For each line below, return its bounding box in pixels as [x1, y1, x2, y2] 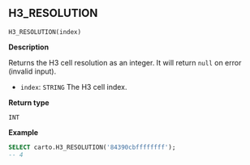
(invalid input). [8, 66, 57, 76]
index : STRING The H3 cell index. [19, 82, 127, 91]
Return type [8, 97, 50, 108]
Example [8, 127, 39, 137]
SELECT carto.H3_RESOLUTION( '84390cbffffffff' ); [8, 143, 176, 151]
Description [8, 42, 50, 52]
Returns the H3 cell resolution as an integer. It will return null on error [8, 57, 242, 67]
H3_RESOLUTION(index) [8, 27, 82, 36]
